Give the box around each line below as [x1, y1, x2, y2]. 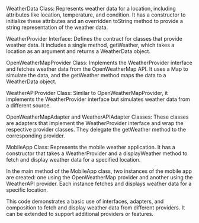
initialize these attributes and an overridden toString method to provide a [6, 18, 184, 24]
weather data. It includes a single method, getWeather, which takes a [6, 41, 175, 48]
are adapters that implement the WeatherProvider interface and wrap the [6, 120, 184, 126]
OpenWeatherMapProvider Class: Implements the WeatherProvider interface [6, 59, 192, 66]
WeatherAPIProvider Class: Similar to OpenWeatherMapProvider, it [6, 90, 168, 96]
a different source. [6, 102, 52, 109]
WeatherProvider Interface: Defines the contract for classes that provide [6, 35, 182, 42]
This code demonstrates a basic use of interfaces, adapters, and [6, 198, 164, 205]
